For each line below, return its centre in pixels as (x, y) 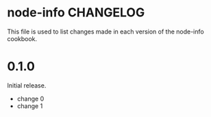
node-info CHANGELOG (76, 13)
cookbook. (22, 38)
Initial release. (27, 85)
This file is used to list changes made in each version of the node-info (105, 31)
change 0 (30, 99)
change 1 (30, 106)
